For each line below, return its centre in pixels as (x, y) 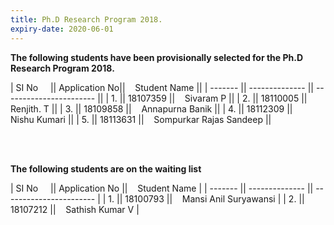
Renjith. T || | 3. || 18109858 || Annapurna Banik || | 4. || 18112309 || (151, 108)
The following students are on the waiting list (106, 168)
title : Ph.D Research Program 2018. (86, 19)
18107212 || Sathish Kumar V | (75, 209)
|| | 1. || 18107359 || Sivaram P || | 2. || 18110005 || (202, 98)
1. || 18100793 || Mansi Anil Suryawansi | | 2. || (206, 198)
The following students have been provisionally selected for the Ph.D (157, 57)
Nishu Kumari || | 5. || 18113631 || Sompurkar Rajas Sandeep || (141, 119)
